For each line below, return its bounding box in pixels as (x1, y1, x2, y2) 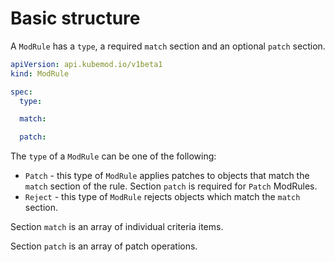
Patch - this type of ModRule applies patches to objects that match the (24, 170, 310, 182)
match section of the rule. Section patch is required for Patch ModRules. (24, 180, 318, 192)
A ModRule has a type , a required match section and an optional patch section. (10, 40, 326, 52)
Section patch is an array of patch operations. (10, 240, 198, 252)
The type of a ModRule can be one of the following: (10, 150, 217, 162)
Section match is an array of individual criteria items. (10, 221, 224, 233)
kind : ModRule (10, 68, 70, 79)
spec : (10, 87, 33, 97)
